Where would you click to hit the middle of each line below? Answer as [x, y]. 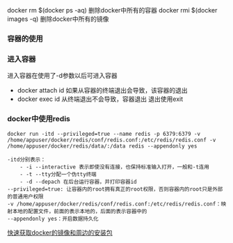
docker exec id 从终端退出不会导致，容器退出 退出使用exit [100, 99]
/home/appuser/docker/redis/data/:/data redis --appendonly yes [102, 146]
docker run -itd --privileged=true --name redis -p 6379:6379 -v [104, 134]
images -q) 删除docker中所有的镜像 [58, 19]
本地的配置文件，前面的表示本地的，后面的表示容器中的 [80, 211]
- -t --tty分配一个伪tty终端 [58, 174]
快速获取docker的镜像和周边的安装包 [60, 233]
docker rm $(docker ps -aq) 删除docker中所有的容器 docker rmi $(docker [112, 10]
